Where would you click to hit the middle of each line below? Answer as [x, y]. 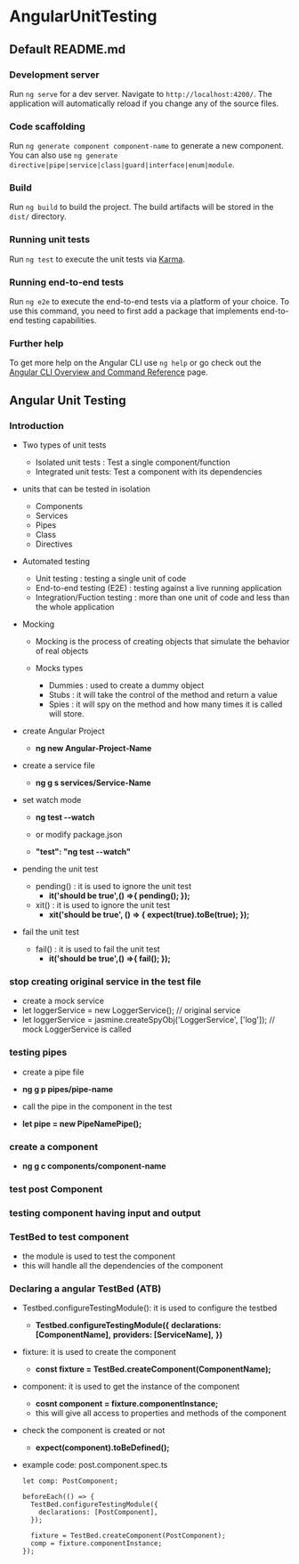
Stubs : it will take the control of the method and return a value [163, 695]
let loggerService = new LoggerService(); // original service [131, 1010]
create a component [54, 1147]
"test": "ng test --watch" [83, 852]
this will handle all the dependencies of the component [122, 1266]
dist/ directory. [38, 216]
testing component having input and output [105, 1212]
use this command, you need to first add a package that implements [134, 311]
